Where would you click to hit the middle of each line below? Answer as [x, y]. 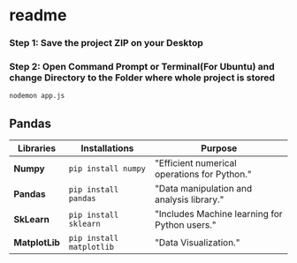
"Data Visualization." [197, 243]
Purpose [219, 148]
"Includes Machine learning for [218, 214]
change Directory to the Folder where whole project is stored [142, 78]
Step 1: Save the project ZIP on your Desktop [106, 43]
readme [38, 15]
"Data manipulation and [203, 189]
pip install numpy [107, 169]
